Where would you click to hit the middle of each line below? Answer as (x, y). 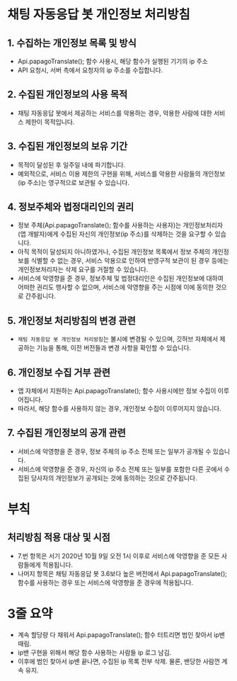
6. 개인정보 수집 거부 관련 (59, 372)
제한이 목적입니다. (50, 122)
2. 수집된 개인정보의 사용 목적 (68, 95)
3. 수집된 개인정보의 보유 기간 (68, 146)
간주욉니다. (41, 296)
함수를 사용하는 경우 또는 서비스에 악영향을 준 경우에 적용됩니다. (105, 582)
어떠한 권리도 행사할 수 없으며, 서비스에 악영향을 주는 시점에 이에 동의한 (116, 287)
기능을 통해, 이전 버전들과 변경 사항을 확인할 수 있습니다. (114, 348)
